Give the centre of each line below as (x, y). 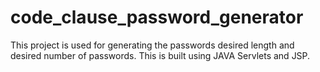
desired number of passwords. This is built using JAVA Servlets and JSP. (160, 55)
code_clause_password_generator (157, 17)
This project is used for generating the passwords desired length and (152, 45)
